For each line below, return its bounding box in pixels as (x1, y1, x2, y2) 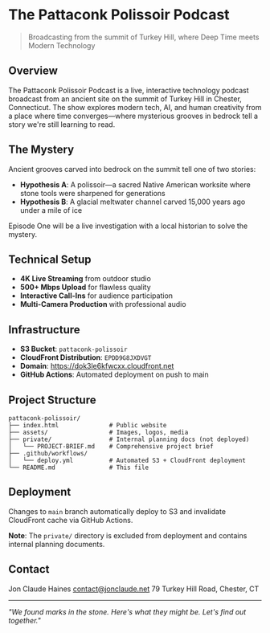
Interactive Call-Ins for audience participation (19, 291, 174, 300)
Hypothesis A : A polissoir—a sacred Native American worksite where (19, 179, 251, 190)
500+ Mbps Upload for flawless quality (19, 283, 151, 292)
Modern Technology (27, 40, 96, 50)
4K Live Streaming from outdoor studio (19, 274, 151, 284)
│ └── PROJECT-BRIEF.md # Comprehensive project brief (8, 443, 215, 451)
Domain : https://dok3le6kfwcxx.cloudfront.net (19, 361, 174, 371)
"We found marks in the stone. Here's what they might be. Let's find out (8, 606, 247, 616)
